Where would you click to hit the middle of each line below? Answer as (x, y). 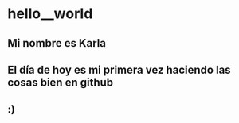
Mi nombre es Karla (57, 43)
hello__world (50, 14)
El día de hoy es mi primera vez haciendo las (119, 69)
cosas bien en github (61, 82)
